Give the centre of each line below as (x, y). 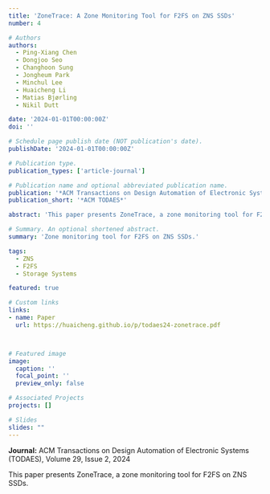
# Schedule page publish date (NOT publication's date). (106, 141)
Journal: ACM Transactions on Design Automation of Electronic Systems (129, 450)
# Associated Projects (46, 398)
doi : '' (21, 127)
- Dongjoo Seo (39, 60)
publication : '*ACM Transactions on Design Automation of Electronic (127, 193)
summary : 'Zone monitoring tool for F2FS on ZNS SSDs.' (104, 237)
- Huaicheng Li (41, 90)
